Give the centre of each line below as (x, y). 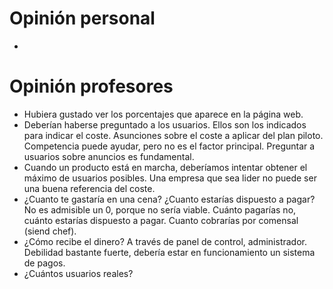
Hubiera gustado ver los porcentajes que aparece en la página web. (163, 114)
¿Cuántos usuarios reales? (78, 273)
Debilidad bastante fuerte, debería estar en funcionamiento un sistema (169, 252)
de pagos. (44, 263)
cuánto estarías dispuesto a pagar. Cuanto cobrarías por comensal (161, 220)
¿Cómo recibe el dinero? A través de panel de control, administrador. (165, 241)
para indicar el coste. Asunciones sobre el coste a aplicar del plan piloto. (173, 135)
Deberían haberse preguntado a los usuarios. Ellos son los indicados (165, 124)
